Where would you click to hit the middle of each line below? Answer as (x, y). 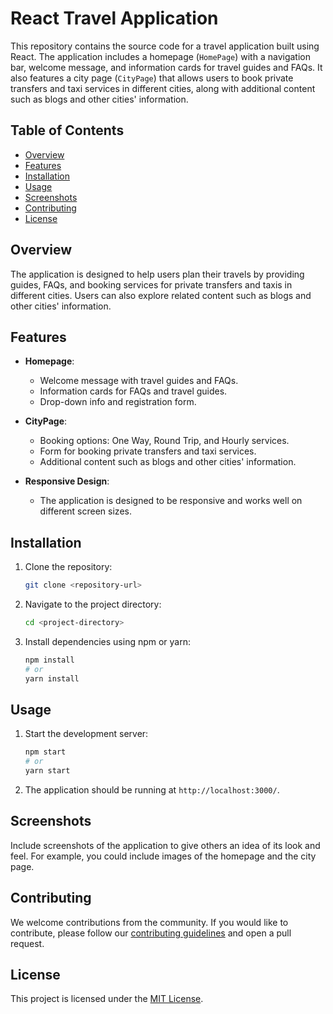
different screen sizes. (85, 511)
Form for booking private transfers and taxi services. (148, 451)
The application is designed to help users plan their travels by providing (157, 274)
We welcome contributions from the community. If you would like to (149, 922)
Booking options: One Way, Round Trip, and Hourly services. (164, 441)
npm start (45, 752)
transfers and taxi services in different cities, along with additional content (163, 88)
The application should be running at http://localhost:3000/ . (152, 790)
